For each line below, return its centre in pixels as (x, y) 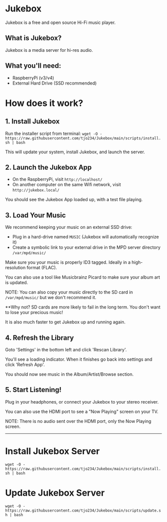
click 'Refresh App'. (25, 365)
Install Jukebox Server (52, 451)
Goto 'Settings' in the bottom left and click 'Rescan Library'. (66, 350)
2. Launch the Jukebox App (48, 167)
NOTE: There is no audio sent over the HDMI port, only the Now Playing (78, 421)
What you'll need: (33, 66)
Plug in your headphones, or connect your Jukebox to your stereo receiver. (82, 402)
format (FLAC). (42, 268)
